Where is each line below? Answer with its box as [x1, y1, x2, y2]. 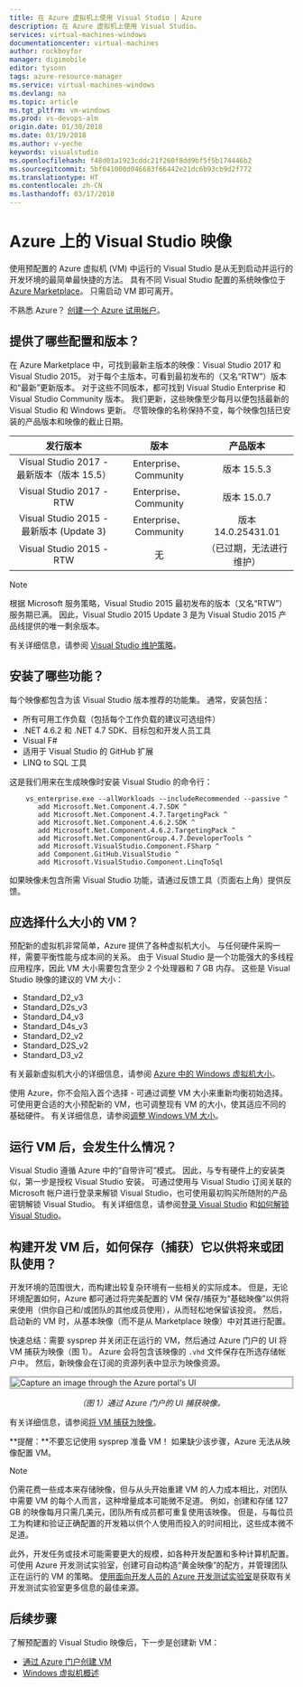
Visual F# [22, 735, 58, 745]
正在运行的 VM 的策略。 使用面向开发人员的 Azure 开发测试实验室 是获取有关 [9, 1571, 292, 1581]
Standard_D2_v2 [22, 1031, 84, 1042]
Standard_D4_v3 [22, 1011, 84, 1022]
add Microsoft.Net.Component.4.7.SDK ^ [37, 801, 188, 811]
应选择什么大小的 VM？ [9, 914, 140, 930]
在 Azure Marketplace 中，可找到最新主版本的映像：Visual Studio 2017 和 [9, 359, 281, 370]
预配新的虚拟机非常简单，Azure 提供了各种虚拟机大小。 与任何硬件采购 [9, 941, 273, 951]
